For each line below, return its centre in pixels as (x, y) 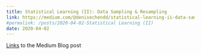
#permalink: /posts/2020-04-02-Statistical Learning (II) (80, 23)
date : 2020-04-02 (28, 28)
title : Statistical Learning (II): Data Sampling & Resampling (87, 12)
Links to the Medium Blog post (44, 45)
